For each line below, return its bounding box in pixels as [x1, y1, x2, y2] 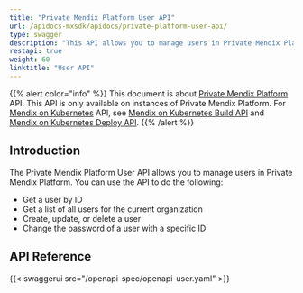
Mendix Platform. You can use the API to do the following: [9, 177, 224, 188]
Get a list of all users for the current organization [22, 204, 203, 215]
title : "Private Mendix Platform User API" [9, 13, 176, 23]
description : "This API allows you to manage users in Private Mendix [9, 38, 280, 48]
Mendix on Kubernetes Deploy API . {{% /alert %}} [9, 116, 195, 127]
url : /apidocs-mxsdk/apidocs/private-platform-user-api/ [9, 22, 228, 31]
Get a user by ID [22, 194, 83, 205]
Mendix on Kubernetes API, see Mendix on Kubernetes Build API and [9, 107, 264, 118]
